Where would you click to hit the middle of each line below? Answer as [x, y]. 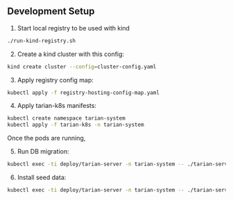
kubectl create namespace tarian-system [67, 118]
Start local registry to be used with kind [74, 28]
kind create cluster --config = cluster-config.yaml [82, 66]
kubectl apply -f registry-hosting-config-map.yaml [83, 93]
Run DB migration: [43, 152]
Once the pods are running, [46, 138]
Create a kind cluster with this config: [71, 54]
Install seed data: [42, 178]
